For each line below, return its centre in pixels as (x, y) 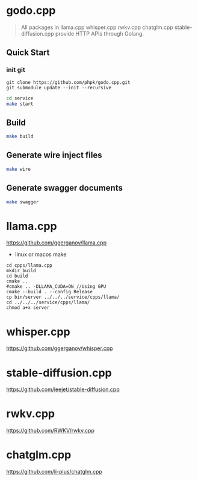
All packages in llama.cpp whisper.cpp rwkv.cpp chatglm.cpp (97, 27)
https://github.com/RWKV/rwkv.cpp (51, 431)
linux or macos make (41, 255)
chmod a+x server (28, 308)
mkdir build (21, 271)
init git (16, 70)
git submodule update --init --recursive (59, 88)
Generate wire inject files (54, 155)
